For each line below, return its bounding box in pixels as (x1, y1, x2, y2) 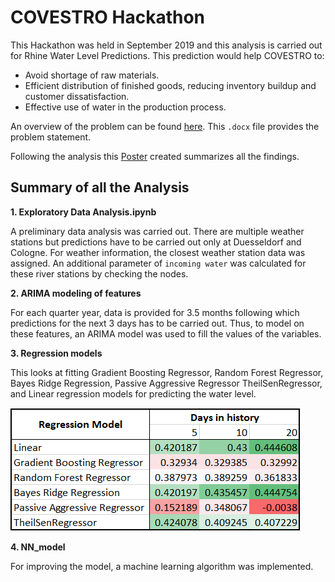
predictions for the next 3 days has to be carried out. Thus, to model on (10, 317, 305, 329)
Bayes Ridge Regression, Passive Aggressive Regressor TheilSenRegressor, (10, 377, 323, 389)
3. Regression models (10, 347, 103, 359)
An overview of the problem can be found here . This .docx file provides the (10, 120, 320, 132)
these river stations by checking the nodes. (10, 267, 189, 280)
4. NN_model (10, 541, 66, 553)
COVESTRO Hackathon (10, 6, 205, 29)
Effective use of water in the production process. (24, 101, 227, 113)
